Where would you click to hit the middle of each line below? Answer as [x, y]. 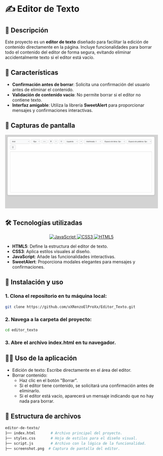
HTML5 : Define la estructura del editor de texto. [60, 246]
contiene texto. [27, 100]
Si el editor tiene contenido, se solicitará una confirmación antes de [87, 385]
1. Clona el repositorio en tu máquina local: [56, 296]
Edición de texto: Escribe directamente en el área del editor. [72, 370]
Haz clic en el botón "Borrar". [49, 380]
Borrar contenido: [30, 375]
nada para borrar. [37, 401]
